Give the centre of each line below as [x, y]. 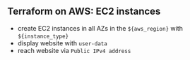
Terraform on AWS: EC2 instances [84, 12]
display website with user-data [62, 43]
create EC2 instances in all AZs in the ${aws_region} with [100, 28]
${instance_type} [43, 36]
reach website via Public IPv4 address [74, 50]
